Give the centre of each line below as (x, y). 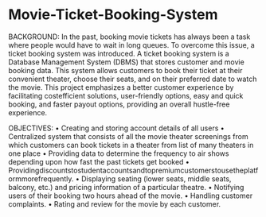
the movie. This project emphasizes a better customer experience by (121, 87)
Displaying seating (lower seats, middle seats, (156, 178)
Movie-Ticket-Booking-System (113, 15)
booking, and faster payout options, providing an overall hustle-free (119, 104)
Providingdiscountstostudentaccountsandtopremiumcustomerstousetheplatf (133, 170)
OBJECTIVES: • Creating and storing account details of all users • (116, 128)
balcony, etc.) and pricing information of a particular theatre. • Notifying (126, 187)
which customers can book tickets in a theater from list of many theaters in (131, 145)
